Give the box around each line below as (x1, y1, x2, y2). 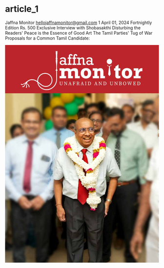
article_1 (5, 3, 39, 15)
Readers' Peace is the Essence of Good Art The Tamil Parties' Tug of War (5, 30, 153, 36)
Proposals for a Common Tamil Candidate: (5, 35, 90, 41)
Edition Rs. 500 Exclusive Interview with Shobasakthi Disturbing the (5, 24, 141, 30)
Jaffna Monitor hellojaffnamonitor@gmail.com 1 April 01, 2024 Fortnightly (5, 20, 152, 25)
